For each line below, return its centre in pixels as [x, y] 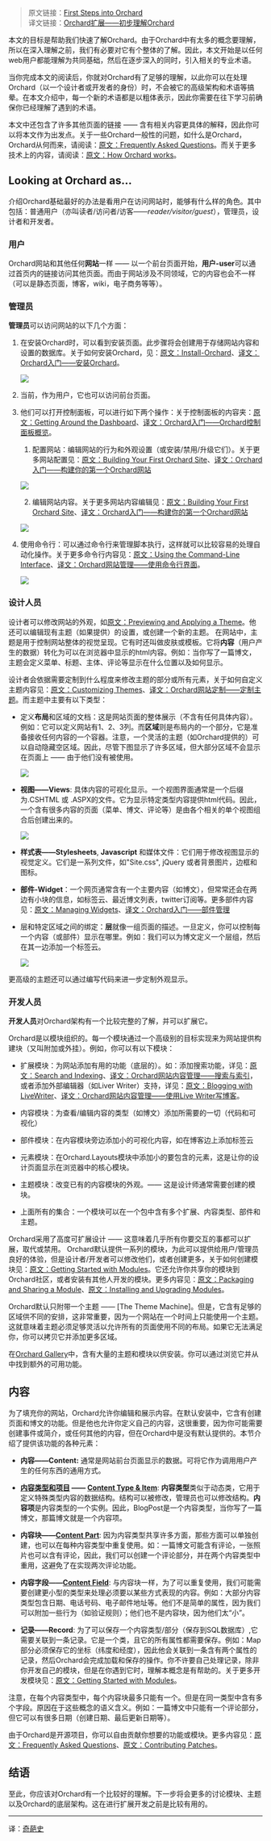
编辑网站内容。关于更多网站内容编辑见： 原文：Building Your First [140, 502]
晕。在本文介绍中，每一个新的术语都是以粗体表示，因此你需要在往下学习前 [132, 97]
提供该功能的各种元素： [61, 1443]
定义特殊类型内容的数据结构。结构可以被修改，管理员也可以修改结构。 [137, 1497]
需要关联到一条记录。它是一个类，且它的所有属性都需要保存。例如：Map [140, 1640]
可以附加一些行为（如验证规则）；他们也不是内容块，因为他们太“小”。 [135, 1613]
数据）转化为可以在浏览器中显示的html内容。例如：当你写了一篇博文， [139, 652]
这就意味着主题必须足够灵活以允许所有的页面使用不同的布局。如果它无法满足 [135, 1326]
